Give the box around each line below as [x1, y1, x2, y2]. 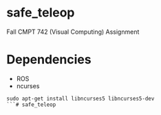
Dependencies [6, 52, 92, 67]
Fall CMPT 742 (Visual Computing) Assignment [6, 28, 140, 36]
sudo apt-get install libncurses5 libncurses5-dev [6, 95, 155, 102]
